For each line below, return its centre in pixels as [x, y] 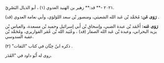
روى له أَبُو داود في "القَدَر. [29, 55]
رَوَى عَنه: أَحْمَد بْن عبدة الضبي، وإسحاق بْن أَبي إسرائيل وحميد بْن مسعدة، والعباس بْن [82, 26]
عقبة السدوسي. [20, 37]
